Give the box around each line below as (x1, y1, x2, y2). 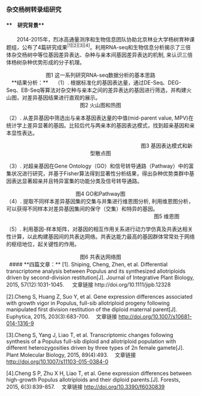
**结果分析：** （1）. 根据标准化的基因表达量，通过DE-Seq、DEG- (11, 79, 181, 86)
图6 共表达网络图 (80, 253, 121, 260)
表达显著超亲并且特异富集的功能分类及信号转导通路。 (11, 177, 142, 184)
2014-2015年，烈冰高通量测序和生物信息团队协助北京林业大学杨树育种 (16, 36, 190, 43)
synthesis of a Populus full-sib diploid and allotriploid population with (6, 338, 176, 345)
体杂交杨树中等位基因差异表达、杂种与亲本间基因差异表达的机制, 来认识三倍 (6, 51, 193, 58)
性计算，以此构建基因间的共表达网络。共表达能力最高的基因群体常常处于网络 (6, 233, 195, 240)
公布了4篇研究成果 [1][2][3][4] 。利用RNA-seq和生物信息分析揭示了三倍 (22, 43, 191, 50)
